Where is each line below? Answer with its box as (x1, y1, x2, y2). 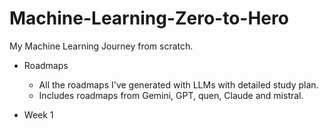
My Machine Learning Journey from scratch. (9, 40, 194, 52)
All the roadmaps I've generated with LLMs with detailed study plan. (38, 78, 319, 91)
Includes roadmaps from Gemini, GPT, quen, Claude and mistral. (38, 89, 304, 101)
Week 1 (23, 108, 54, 121)
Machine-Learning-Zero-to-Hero (9, 7, 289, 30)
